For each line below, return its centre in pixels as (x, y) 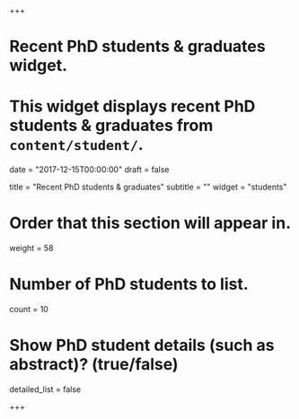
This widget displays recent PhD (132, 106)
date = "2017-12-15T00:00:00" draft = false (89, 170)
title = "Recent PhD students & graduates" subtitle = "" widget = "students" (148, 187)
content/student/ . (76, 145)
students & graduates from (111, 126)
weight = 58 (31, 249)
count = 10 (29, 309)
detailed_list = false (45, 389)
